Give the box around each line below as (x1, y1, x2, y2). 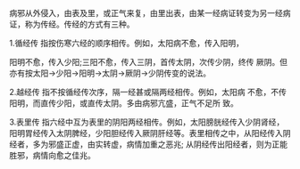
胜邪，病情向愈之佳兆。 (9, 150, 96, 160)
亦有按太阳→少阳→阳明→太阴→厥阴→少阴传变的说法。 (9, 68, 212, 78)
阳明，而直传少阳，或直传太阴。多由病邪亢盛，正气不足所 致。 (9, 98, 238, 109)
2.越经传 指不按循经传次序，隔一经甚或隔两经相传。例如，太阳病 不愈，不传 (9, 87, 287, 97)
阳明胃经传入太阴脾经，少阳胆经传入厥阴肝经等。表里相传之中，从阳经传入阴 (9, 128, 291, 138)
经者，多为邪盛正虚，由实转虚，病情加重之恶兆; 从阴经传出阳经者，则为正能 (9, 139, 288, 149)
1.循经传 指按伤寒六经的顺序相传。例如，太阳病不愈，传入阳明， (9, 38, 244, 48)
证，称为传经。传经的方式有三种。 (9, 19, 135, 29)
